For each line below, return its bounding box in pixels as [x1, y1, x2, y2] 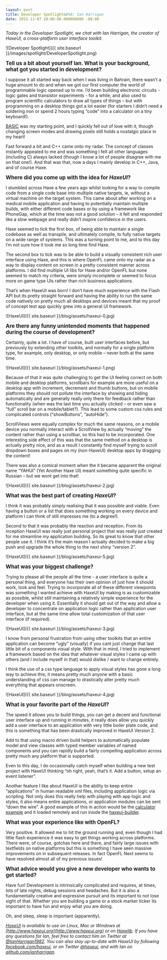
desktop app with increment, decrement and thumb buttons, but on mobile [5, 385, 158, 391]
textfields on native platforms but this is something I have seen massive [5, 845, 152, 851]
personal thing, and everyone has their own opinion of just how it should [5, 579, 154, 585]
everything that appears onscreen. [5, 682, 77, 688]
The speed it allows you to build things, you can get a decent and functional [5, 712, 161, 718]
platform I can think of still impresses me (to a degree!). [5, 513, 119, 519]
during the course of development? [5, 329, 95, 336]
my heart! [5, 134, 25, 140]
